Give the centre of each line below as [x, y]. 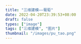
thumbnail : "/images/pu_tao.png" [41, 33]
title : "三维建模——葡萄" [29, 10]
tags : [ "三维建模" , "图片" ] [33, 29]
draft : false [19, 19]
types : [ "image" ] [24, 24]
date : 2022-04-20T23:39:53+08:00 [41, 15]
